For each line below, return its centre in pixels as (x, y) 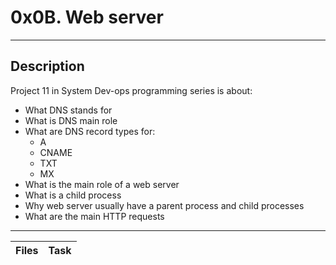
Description (47, 66)
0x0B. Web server (87, 17)
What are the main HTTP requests (94, 216)
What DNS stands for (68, 110)
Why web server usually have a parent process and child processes (164, 205)
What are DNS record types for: (90, 131)
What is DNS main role (71, 120)
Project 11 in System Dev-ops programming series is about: (131, 90)
